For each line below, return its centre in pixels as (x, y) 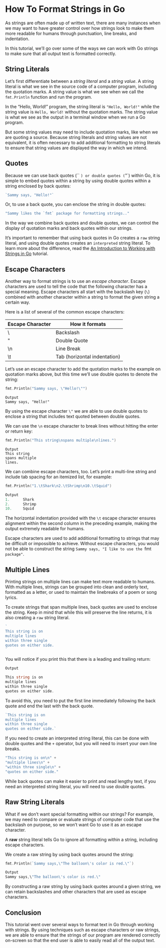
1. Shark (20, 500)
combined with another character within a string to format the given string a (83, 297)
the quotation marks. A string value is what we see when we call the (75, 92)
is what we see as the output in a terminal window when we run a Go (75, 117)
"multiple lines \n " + (28, 762)
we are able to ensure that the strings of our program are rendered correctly (83, 935)
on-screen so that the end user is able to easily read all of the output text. (80, 940)
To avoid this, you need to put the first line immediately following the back (81, 700)
